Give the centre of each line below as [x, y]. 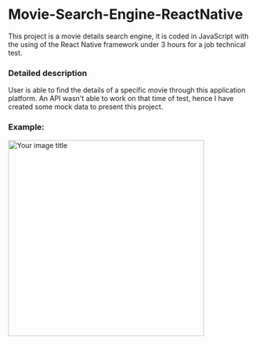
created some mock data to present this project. [86, 107]
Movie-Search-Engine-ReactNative [126, 14]
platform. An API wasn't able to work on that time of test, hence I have [121, 99]
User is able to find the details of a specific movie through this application [127, 90]
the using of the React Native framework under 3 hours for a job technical [127, 44]
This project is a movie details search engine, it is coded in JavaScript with [128, 36]
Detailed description [48, 73]
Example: [26, 127]
